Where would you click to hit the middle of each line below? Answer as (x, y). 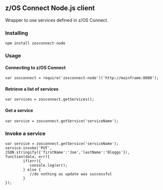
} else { (32, 170)
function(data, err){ (28, 157)
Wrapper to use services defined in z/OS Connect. (57, 20)
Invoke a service (25, 133)
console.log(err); (49, 165)
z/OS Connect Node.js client (50, 8)
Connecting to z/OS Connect (36, 67)
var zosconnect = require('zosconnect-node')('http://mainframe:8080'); (82, 78)
